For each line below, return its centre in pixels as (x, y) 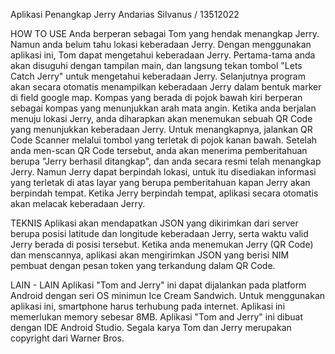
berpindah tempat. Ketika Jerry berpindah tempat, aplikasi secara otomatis (164, 193)
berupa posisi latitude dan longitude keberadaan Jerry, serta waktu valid (159, 233)
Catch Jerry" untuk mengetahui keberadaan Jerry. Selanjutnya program (158, 76)
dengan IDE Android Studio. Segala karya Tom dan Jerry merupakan (151, 327)
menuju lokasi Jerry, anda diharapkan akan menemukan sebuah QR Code (161, 118)
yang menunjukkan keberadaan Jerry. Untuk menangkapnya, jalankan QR (161, 129)
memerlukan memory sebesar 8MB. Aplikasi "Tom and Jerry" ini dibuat (157, 317)
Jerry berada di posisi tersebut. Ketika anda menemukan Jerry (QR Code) (162, 244)
